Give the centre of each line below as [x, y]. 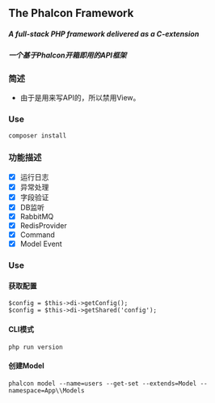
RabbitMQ [37, 216]
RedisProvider [43, 226]
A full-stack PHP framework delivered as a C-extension [104, 34]
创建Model [26, 366]
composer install [38, 136]
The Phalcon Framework [71, 13]
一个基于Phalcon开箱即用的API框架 [67, 55]
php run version [36, 347]
